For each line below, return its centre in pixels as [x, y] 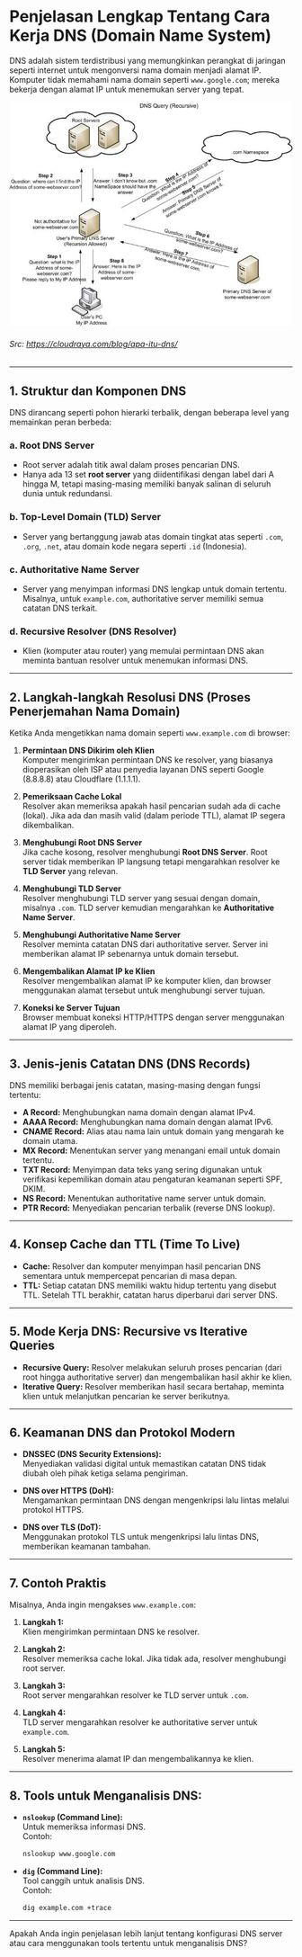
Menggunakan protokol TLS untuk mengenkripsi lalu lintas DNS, [140, 1537]
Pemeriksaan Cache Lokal [72, 797]
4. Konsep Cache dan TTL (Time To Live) [125, 1244]
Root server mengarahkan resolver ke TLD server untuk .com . [135, 1695]
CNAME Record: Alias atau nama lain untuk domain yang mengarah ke [153, 1131]
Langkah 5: [44, 1749]
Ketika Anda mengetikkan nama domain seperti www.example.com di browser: [150, 733]
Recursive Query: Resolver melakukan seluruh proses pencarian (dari [152, 1367]
